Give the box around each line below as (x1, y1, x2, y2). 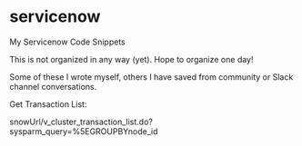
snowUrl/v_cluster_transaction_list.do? (9, 116, 153, 127)
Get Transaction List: (9, 98, 87, 110)
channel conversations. (9, 81, 97, 92)
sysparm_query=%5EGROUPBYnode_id (9, 125, 158, 137)
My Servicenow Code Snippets (9, 36, 126, 47)
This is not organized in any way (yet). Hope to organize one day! (9, 54, 254, 64)
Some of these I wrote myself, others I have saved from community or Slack (9, 71, 294, 83)
